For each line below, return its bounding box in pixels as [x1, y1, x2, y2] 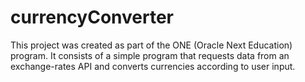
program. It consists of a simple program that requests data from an [10, 49, 290, 61]
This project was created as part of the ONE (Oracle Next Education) [10, 39, 293, 51]
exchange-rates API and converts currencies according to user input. [10, 60, 296, 72]
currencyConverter [10, 6, 174, 29]
